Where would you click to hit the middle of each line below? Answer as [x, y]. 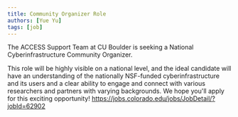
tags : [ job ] [25, 27]
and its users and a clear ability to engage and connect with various [107, 84]
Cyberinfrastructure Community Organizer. [70, 55]
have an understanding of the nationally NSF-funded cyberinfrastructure [114, 76]
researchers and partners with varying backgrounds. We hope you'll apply [116, 91]
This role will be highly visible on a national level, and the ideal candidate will [119, 69]
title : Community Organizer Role [57, 14]
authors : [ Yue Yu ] [34, 21]
